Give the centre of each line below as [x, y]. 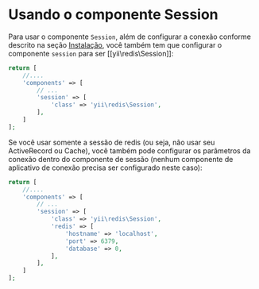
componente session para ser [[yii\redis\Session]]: [91, 53]
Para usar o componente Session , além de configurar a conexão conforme [130, 37]
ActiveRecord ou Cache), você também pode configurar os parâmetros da [129, 150]
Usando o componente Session [113, 15]
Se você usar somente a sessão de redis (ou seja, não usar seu [112, 142]
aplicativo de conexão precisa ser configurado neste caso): [105, 168]
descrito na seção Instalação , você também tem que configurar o [115, 44]
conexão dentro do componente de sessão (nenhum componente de [121, 159]
